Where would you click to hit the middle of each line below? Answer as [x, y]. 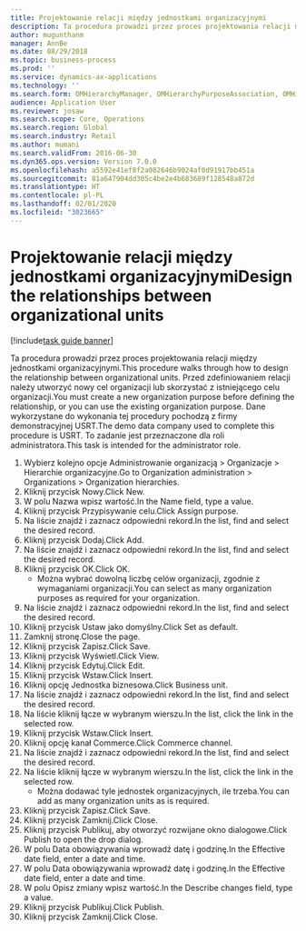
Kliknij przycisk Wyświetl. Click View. [91, 656]
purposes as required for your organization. [118, 597]
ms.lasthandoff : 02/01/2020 [64, 204]
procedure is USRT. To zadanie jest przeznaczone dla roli [118, 435]
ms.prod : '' [33, 69]
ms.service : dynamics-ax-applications [84, 77]
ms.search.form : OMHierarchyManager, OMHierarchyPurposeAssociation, [145, 94]
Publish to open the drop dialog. [83, 839]
